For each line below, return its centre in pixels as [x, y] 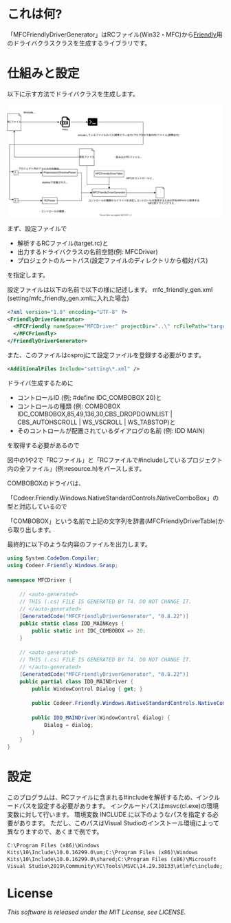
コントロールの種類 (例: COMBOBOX [69, 406]
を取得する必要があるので [43, 445]
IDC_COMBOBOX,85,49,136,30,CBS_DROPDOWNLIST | [95, 414]
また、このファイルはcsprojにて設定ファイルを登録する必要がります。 [106, 355]
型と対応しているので [37, 506]
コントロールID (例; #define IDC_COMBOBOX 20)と [89, 397]
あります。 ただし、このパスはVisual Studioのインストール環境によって [119, 823]
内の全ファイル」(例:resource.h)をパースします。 [76, 468]
